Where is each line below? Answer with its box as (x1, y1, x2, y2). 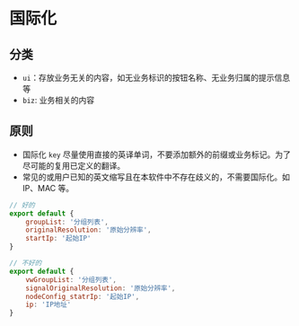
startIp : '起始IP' (25, 234, 92, 243)
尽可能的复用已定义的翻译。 (22, 160, 126, 171)
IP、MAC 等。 (22, 182, 75, 193)
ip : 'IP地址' (25, 300, 72, 310)
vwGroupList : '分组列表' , (25, 275, 117, 284)
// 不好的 (9, 259, 42, 268)
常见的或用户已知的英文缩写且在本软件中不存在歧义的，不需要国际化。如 (22, 172, 290, 182)
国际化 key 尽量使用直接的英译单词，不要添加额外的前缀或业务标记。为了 (22, 149, 292, 160)
